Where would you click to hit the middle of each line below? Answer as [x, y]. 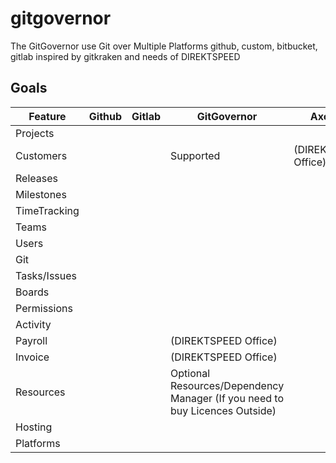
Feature [47, 116]
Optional [190, 373]
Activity [33, 324]
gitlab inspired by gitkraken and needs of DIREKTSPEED [125, 56]
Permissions [44, 308]
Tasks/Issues [46, 275]
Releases [36, 178]
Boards [32, 292]
